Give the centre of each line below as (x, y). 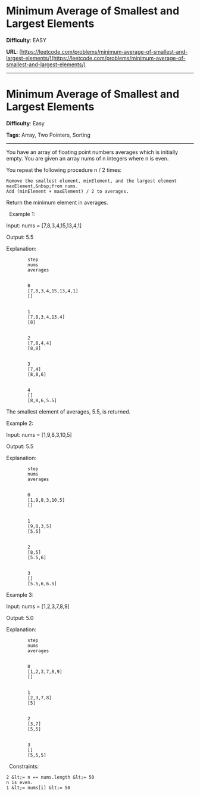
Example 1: (22, 214)
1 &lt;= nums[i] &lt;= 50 (38, 788)
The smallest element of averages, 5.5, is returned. (68, 411)
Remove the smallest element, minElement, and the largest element (92, 181)
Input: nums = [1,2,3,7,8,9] (38, 606)
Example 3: (20, 594)
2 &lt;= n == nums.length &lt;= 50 (50, 777)
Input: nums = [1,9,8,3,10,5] (39, 434)
